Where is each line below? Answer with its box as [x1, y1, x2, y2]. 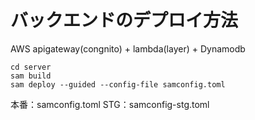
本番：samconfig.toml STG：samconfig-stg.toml [10, 98, 210, 110]
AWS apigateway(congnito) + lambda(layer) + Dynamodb [10, 42, 246, 55]
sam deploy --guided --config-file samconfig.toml [10, 79, 226, 90]
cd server [10, 62, 52, 72]
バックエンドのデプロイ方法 [10, 9, 239, 32]
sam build [10, 71, 52, 81]
